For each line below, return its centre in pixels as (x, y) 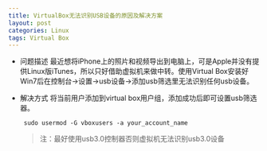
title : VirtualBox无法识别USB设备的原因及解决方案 (86, 15)
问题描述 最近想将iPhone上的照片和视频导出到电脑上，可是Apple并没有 (136, 61)
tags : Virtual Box (39, 38)
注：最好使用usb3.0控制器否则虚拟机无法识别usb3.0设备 (132, 139)
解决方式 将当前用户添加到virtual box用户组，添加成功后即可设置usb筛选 (138, 98)
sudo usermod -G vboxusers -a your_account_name (106, 123)
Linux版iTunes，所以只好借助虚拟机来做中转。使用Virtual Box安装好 (138, 72)
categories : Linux (39, 30)
